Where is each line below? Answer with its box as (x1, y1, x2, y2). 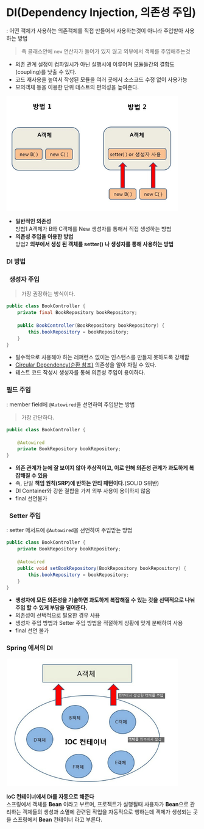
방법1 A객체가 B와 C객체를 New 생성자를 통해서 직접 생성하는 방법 (15, 225, 172, 233)
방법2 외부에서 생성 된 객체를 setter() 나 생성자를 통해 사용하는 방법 (15, 241, 174, 248)
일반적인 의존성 (15, 217, 52, 225)
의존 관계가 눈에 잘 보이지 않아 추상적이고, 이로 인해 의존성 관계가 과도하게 (15, 464, 188, 472)
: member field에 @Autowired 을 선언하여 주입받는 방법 (6, 401, 135, 408)
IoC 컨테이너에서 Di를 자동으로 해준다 (6, 793, 94, 800)
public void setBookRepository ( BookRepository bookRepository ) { (17, 565, 187, 571)
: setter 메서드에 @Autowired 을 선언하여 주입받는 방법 (6, 527, 133, 534)
